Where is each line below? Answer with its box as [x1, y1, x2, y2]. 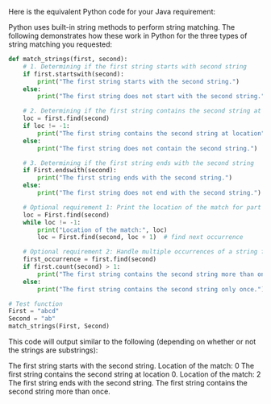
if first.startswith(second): [23, 70, 125, 78]
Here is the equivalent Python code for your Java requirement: [8, 7, 216, 16]
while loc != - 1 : [23, 218, 81, 226]
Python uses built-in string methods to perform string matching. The [8, 23, 236, 31]
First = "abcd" [8, 307, 60, 315]
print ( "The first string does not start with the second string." [37, 93, 265, 101]
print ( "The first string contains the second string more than [37, 270, 254, 278]
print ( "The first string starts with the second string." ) [37, 77, 240, 85]
